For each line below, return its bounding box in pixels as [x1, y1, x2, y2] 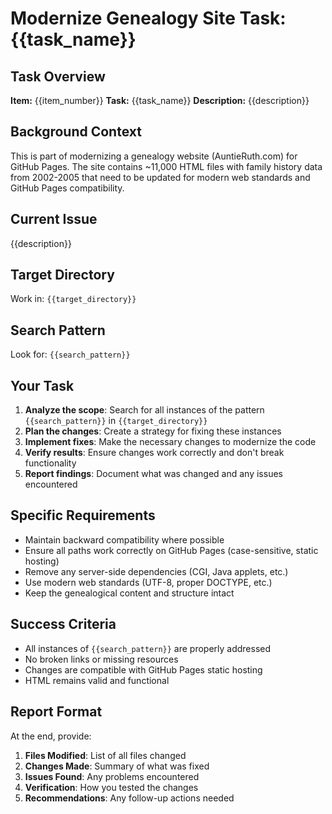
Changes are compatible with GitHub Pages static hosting [24, 663, 263, 676]
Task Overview [10, 68, 106, 85]
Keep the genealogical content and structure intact [24, 587, 235, 599]
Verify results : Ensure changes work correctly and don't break [24, 447, 285, 459]
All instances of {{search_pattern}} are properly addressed [24, 642, 272, 654]
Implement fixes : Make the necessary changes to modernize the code [24, 436, 317, 448]
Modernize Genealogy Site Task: [10, 7, 287, 30]
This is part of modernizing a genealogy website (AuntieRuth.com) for [10, 150, 298, 162]
